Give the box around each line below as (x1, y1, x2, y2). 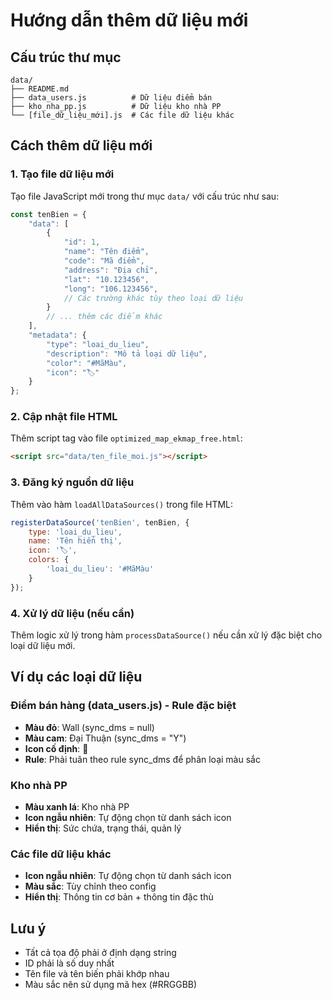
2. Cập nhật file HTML (10, 410, 118, 424)
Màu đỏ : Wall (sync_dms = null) (24, 721, 155, 733)
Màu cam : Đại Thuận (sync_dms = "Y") (24, 732, 187, 744)
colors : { (28, 555, 70, 565)
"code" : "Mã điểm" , (63, 256, 145, 266)
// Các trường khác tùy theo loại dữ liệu (63, 293, 244, 303)
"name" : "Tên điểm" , (63, 247, 150, 257)
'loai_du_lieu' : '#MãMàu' (46, 564, 155, 574)
